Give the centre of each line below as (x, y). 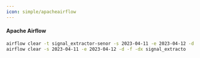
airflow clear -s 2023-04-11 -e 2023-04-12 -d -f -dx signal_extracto (96, 49)
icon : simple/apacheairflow (41, 12)
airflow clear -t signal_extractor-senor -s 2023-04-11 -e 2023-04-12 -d (100, 43)
